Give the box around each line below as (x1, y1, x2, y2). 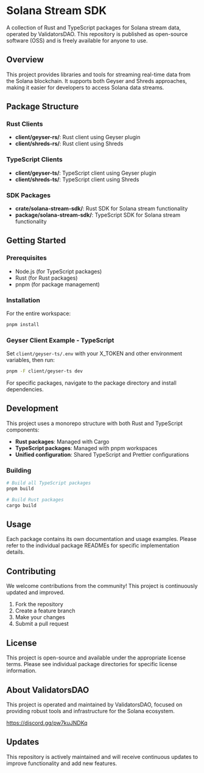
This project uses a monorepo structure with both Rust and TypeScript (6, 419, 183, 427)
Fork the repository (15, 601, 64, 608)
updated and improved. (6, 589, 65, 596)
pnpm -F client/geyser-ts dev (6, 368, 83, 374)
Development (6, 404, 59, 414)
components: (6, 426, 40, 434)
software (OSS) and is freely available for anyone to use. (6, 37, 148, 44)
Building (6, 466, 32, 474)
